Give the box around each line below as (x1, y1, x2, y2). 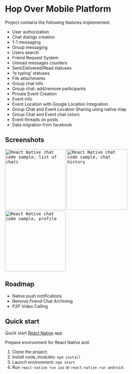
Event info (12, 96, 32, 102)
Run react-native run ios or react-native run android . (12, 364, 124, 370)
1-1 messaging (12, 39, 41, 45)
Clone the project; (12, 349, 48, 355)
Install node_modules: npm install (12, 354, 81, 360)
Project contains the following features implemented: (5, 19, 110, 25)
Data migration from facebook (12, 121, 72, 127)
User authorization (12, 29, 49, 34)
